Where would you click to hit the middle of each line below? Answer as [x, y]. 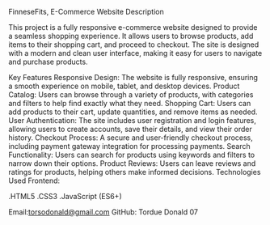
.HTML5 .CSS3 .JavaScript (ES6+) [65, 196]
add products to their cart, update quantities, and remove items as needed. [133, 112]
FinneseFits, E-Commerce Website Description [86, 12]
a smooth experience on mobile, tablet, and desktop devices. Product [124, 86]
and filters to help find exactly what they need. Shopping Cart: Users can [130, 103]
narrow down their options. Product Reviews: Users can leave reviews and [132, 163]
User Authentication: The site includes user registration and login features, [133, 120]
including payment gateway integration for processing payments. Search [129, 146]
